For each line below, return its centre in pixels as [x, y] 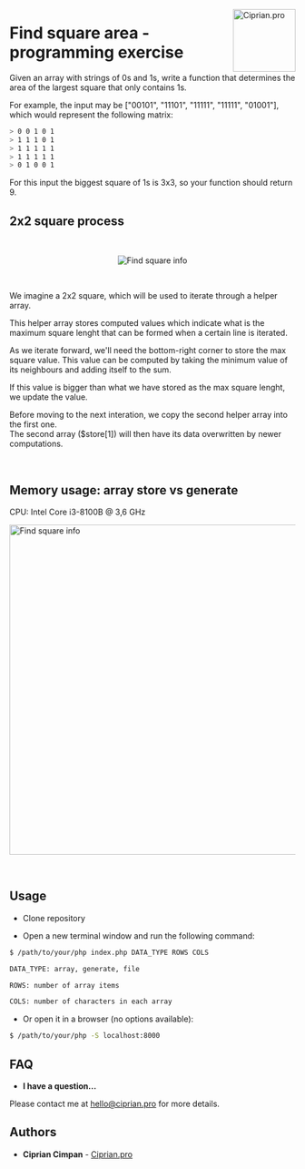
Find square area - [79, 33]
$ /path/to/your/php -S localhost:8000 [85, 1036]
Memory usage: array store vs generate [124, 490]
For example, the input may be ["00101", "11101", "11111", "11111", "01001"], [144, 105]
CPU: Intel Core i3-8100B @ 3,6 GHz [78, 512]
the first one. [33, 424]
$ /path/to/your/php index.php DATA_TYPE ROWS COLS [109, 952]
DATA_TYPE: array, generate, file [75, 969]
